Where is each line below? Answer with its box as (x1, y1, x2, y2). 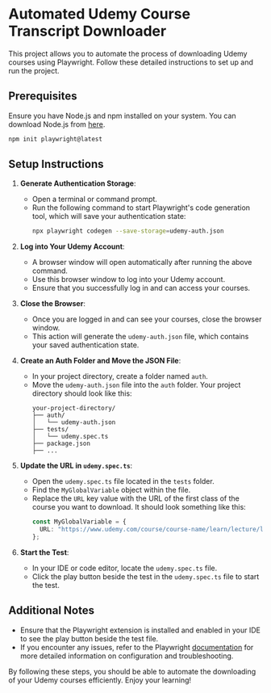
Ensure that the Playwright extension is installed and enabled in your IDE (19, 625, 261, 635)
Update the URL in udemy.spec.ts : (19, 461, 133, 471)
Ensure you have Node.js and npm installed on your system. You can (8, 111, 236, 120)
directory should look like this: (31, 388, 132, 398)
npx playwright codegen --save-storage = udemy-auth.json (31, 227, 224, 235)
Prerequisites (8, 90, 77, 103)
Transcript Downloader (8, 22, 167, 40)
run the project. (8, 65, 60, 75)
